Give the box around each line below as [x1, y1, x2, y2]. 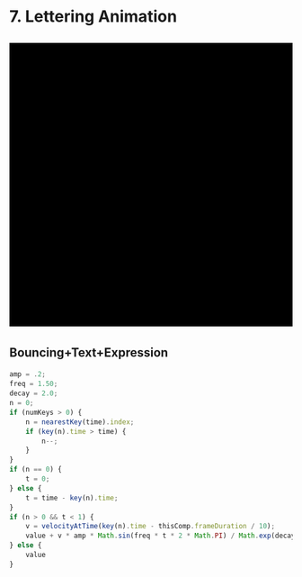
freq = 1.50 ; [9, 380, 58, 389]
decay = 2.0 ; [9, 389, 58, 398]
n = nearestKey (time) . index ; [25, 417, 135, 427]
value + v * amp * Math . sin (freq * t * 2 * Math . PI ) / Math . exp [25, 531, 271, 541]
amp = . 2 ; [9, 370, 47, 379]
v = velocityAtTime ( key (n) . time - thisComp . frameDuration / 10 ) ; [25, 522, 276, 531]
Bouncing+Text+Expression [9, 345, 169, 360]
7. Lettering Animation [9, 6, 178, 27]
